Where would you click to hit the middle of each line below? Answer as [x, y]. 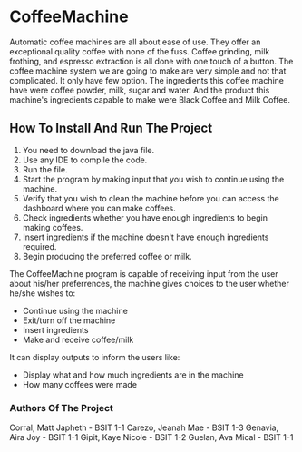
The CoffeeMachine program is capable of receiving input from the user [144, 273]
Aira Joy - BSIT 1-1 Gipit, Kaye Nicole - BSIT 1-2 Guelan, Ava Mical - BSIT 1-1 [151, 437]
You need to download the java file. [88, 150]
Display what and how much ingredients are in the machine [133, 375]
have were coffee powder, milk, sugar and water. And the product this [140, 90]
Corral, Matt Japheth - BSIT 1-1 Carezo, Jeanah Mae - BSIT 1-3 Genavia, [144, 427]
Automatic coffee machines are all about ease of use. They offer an [135, 42]
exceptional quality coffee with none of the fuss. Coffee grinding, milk [140, 51]
